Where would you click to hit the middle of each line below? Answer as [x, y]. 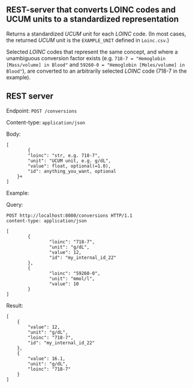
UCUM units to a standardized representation [92, 20]
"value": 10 [64, 284]
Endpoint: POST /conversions [42, 111]
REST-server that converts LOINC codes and [91, 10]
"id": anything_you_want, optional [72, 171]
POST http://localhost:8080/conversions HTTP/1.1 [70, 216]
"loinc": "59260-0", [75, 273]
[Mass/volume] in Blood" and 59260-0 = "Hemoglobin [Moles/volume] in [96, 64]
